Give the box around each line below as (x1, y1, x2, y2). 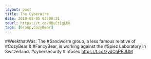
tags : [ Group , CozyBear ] (5, 25, 54, 30)
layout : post (5, 7, 32, 12)
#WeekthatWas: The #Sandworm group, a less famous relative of (5, 38, 136, 44)
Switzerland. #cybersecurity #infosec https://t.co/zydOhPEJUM (5, 49, 133, 55)
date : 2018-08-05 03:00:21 (5, 16, 60, 21)
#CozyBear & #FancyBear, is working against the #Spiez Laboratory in (5, 44, 146, 49)
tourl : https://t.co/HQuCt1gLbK (5, 20, 71, 26)
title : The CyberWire (5, 12, 49, 16)
